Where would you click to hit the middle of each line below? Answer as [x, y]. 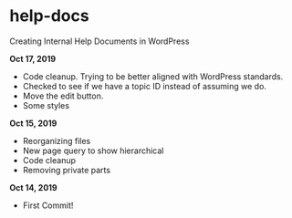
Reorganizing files [57, 140]
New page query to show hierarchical [93, 151]
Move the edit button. [63, 96]
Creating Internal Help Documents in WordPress [99, 41]
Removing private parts [67, 170]
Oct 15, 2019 [33, 123]
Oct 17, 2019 [33, 58]
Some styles [46, 105]
